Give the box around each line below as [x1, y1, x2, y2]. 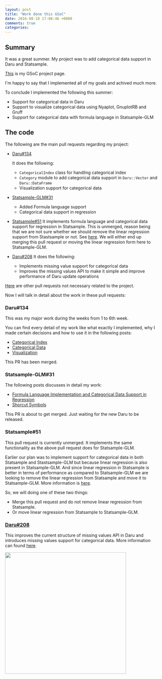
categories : [5, 25, 29, 30]
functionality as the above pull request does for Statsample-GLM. [5, 445, 135, 451]
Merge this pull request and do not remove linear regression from [12, 499, 142, 505]
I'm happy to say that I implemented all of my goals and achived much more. [5, 80, 157, 85]
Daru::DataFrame [19, 181, 52, 186]
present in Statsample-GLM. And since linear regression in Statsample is [5, 464, 149, 470]
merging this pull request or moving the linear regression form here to [12, 239, 151, 245]
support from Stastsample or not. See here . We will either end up [12, 234, 142, 239]
